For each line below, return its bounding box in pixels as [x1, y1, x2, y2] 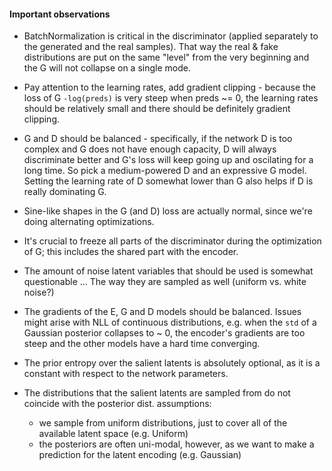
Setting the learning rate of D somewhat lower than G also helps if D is [23, 175, 314, 187]
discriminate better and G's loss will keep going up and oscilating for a [23, 154, 314, 166]
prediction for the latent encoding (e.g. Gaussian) [38, 449, 242, 461]
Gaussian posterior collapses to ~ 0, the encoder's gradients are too [23, 327, 306, 339]
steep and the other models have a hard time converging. [23, 338, 261, 350]
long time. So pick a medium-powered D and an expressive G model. [23, 165, 307, 177]
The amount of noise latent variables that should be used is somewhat [23, 265, 314, 277]
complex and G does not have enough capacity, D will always [23, 143, 277, 155]
